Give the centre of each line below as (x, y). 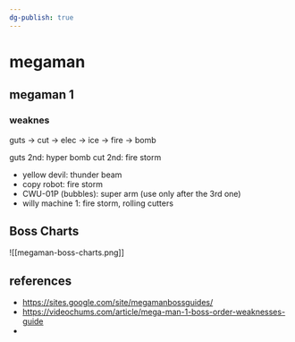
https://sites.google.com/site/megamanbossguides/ (118, 303)
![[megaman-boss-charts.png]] (67, 252)
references (41, 281)
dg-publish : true (42, 17)
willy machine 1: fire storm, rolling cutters (98, 203)
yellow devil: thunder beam (72, 175)
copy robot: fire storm (62, 184)
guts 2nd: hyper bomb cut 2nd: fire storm (85, 157)
